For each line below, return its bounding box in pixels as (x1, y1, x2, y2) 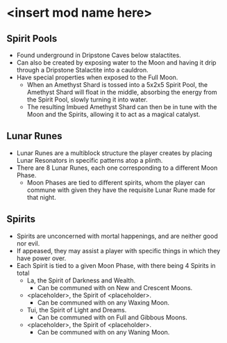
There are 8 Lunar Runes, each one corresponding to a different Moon (16, 163, 218, 172)
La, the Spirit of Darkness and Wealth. (26, 276, 136, 285)
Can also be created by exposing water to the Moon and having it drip (16, 58, 217, 67)
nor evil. (16, 239, 40, 248)
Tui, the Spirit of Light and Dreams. (26, 305, 127, 314)
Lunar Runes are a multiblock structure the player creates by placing (16, 148, 212, 157)
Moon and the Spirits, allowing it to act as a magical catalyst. (26, 110, 201, 118)
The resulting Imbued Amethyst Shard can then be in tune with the (26, 103, 217, 111)
